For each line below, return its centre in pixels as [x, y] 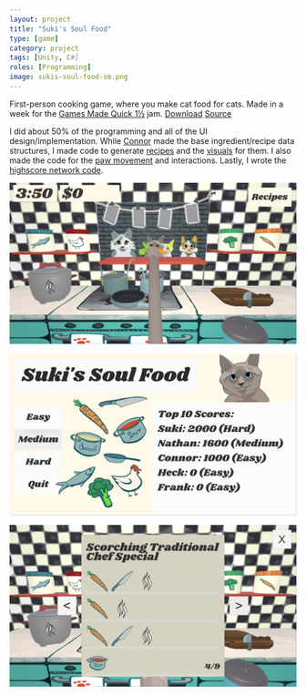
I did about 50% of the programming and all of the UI [108, 131]
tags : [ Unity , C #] [44, 58]
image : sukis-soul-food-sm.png [69, 77]
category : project [44, 48]
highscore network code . [56, 169]
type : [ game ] [34, 38]
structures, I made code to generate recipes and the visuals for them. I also [150, 150]
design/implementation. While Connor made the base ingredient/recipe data [152, 140]
